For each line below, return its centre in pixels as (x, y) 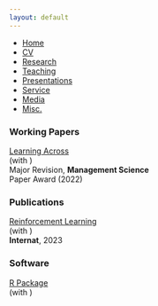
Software (30, 263)
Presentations (47, 80)
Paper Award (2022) (46, 179)
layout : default (39, 17)
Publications (37, 202)
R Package (29, 282)
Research (39, 61)
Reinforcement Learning (53, 222)
